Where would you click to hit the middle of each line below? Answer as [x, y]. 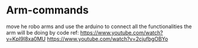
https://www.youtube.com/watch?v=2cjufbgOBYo [108, 39]
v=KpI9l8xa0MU [26, 39]
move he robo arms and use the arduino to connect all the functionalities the [99, 26]
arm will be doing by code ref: [43, 32]
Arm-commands [47, 10]
